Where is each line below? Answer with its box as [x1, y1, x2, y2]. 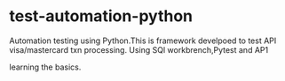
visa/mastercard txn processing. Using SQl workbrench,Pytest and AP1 [9, 44, 269, 55]
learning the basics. [9, 62, 82, 72]
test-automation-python [9, 6, 194, 26]
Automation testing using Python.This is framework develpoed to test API [9, 35, 277, 46]
